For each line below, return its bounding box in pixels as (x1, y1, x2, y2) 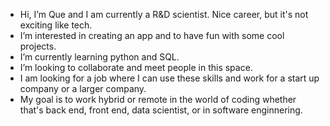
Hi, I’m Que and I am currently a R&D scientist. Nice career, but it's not (19, 9, 309, 20)
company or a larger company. (19, 83, 147, 94)
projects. (19, 40, 57, 52)
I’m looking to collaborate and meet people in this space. (19, 62, 253, 73)
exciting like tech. (19, 19, 93, 31)
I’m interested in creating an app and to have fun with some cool (19, 30, 285, 41)
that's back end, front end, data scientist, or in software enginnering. (19, 104, 303, 116)
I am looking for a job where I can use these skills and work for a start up (19, 72, 320, 84)
